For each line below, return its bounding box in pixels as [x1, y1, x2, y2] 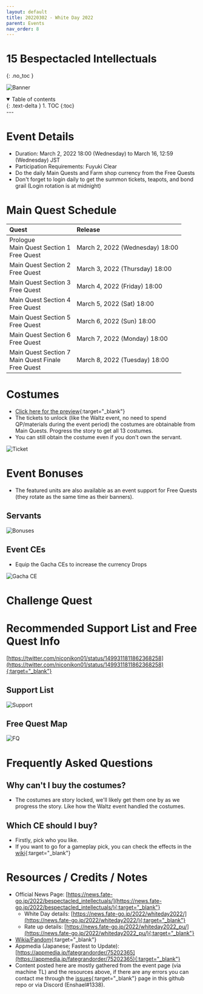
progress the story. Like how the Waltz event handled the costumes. [15, 803, 185, 810]
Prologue [9, 236, 35, 244]
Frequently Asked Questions [6, 756, 153, 770]
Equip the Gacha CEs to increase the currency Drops [15, 560, 147, 568]
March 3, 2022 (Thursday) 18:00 [76, 265, 172, 273]
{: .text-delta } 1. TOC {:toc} [6, 102, 75, 109]
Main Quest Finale [9, 356, 61, 365]
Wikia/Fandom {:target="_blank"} [15, 936, 97, 944]
